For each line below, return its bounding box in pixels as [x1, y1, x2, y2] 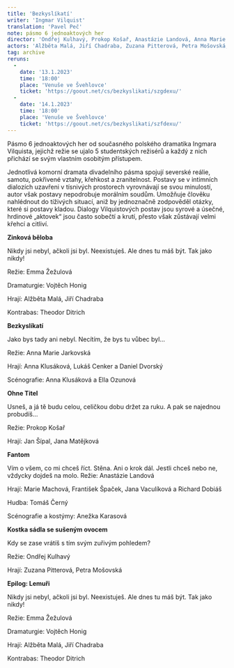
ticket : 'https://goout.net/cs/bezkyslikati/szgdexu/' [19, 88, 182, 95]
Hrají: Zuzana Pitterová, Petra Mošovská [7, 566, 123, 574]
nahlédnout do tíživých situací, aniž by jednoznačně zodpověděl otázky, [7, 197, 214, 205]
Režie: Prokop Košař [7, 423, 65, 432]
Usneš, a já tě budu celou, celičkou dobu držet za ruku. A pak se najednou [7, 402, 221, 411]
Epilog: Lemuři [7, 579, 50, 587]
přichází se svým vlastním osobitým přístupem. [7, 154, 143, 162]
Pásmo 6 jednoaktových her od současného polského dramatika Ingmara [7, 139, 217, 148]
